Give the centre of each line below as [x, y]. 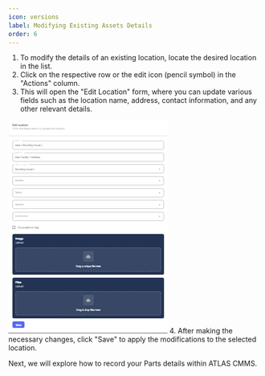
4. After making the [201, 331]
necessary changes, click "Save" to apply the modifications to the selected [132, 339]
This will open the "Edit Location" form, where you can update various [136, 92]
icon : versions [34, 17]
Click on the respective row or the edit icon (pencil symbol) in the [128, 75]
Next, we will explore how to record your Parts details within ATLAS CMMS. [133, 364]
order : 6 [23, 34]
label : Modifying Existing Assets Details [80, 25]
